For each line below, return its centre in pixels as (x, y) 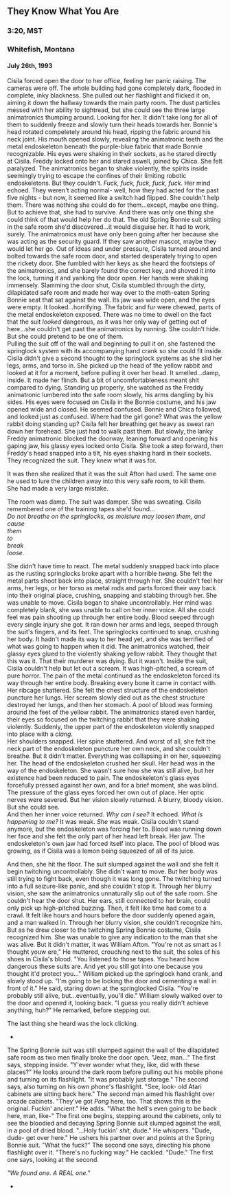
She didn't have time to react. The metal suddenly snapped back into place (113, 566)
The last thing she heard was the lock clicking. (73, 1024)
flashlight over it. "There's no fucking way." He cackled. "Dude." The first (110, 1152)
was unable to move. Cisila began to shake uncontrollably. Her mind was (110, 603)
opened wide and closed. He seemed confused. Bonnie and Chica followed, (114, 410)
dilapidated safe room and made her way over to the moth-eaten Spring (108, 293)
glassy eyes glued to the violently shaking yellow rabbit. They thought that (112, 654)
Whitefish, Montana (41, 49)
